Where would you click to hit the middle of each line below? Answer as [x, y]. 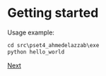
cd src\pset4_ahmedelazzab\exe [53, 45]
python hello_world [36, 52]
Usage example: [31, 32]
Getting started [53, 13]
